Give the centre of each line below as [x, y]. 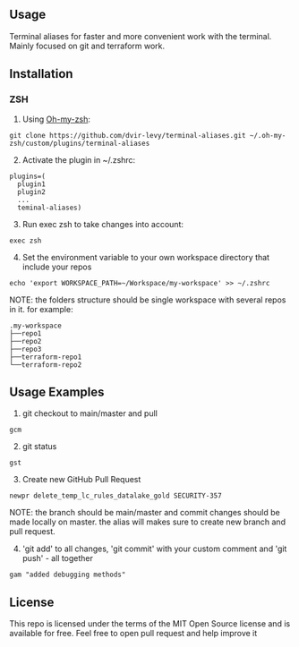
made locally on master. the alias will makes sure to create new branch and [148, 522]
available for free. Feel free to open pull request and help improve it [133, 634]
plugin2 [32, 192]
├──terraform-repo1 [46, 357]
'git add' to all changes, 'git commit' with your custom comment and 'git [154, 549]
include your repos [57, 267]
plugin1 [32, 184]
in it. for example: [41, 309]
